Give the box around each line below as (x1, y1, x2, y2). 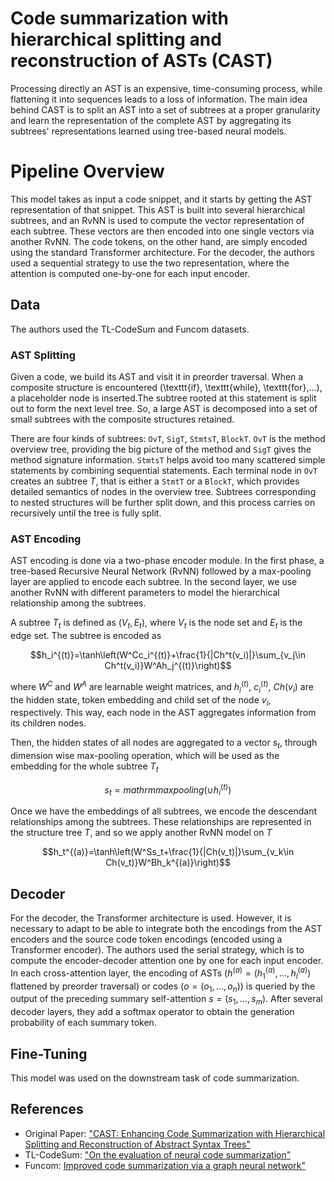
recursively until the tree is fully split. (10, 507, 162, 519)
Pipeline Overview (10, 160, 165, 183)
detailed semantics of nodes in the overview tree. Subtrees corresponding (10, 485, 317, 497)
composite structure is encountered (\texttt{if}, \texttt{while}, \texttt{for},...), (10, 381, 323, 393)
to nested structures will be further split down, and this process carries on (10, 496, 316, 508)
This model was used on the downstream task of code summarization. (10, 1072, 300, 1084)
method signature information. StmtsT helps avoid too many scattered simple (10, 453, 326, 466)
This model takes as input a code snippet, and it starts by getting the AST (10, 193, 313, 205)
